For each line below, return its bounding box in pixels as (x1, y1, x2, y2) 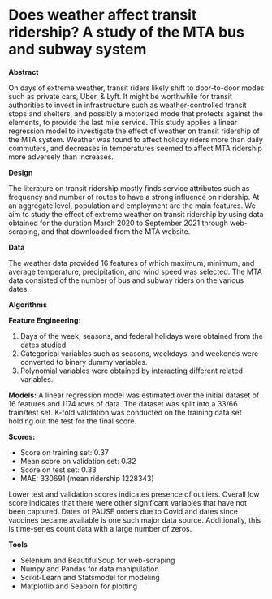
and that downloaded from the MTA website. (41, 226, 191, 237)
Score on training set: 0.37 (19, 447, 110, 457)
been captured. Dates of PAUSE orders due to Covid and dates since (8, 506, 238, 516)
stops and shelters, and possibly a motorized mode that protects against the (8, 108, 264, 119)
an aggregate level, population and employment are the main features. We (8, 201, 256, 211)
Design (8, 167, 33, 177)
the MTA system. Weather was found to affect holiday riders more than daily (8, 134, 264, 144)
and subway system (8, 41, 147, 59)
